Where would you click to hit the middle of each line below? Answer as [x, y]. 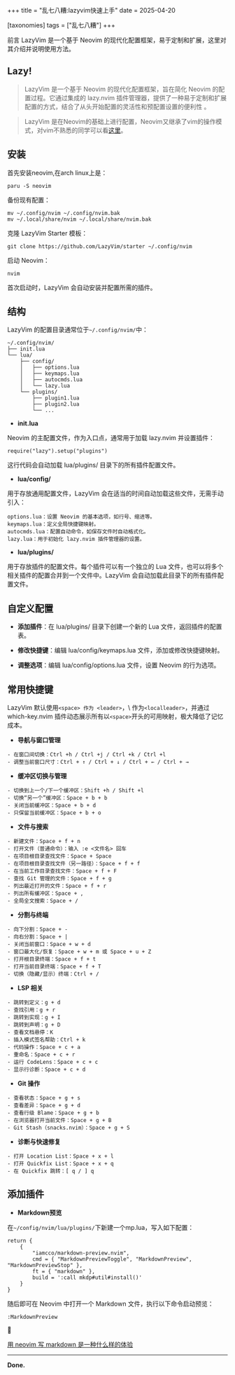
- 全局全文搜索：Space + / [43, 901]
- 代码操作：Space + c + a [44, 1047]
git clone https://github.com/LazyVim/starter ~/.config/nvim [100, 246]
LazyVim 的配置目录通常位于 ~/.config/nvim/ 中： [78, 330]
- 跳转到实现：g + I [34, 1018]
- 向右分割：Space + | [38, 937]
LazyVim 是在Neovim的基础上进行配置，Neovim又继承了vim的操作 [120, 121]
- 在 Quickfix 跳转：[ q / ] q [51, 1171]
